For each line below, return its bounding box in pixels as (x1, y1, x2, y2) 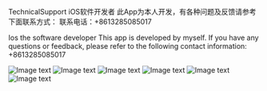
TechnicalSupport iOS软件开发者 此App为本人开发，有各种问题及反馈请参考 (8, 7, 257, 16)
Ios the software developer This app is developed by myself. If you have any (8, 33, 259, 42)
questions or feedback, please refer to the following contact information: (8, 42, 248, 50)
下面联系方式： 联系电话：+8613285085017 (8, 17, 152, 26)
